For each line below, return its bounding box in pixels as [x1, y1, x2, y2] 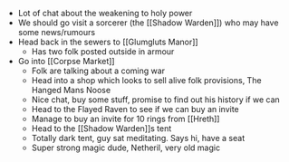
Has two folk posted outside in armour [31, 46, 175, 57]
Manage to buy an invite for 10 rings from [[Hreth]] [31, 113, 220, 124]
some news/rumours [17, 27, 96, 37]
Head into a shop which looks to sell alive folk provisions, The [31, 75, 262, 85]
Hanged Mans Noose [31, 85, 111, 95]
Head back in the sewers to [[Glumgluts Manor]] [17, 36, 198, 47]
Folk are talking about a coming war [31, 65, 166, 76]
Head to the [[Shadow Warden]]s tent [31, 123, 172, 134]
